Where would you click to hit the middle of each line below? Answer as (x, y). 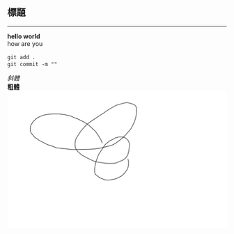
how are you (25, 43)
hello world (24, 36)
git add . (22, 57)
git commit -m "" (32, 64)
